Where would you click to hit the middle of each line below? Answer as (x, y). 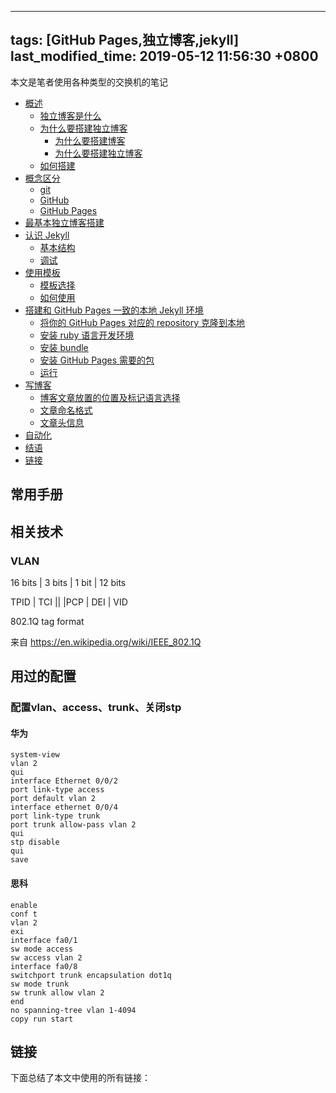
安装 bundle (64, 347)
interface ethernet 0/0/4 (64, 807)
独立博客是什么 (70, 115)
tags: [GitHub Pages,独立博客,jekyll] (125, 40)
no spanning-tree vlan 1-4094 (73, 1010)
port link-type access (57, 790)
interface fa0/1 (44, 940)
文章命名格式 (66, 410)
